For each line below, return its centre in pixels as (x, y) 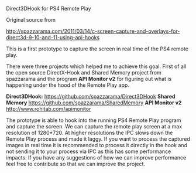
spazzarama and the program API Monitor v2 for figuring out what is (89, 79)
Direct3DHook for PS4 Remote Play (49, 9)
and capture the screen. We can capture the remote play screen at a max (94, 126)
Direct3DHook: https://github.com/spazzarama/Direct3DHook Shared (91, 96)
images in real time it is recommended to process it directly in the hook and (97, 145)
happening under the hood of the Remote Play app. (68, 85)
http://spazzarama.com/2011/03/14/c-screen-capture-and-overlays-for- (93, 31)
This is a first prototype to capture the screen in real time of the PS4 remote (97, 49)
